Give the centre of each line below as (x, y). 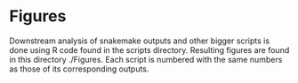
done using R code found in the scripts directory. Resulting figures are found (149, 49)
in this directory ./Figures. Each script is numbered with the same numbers (146, 59)
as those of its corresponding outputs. (79, 69)
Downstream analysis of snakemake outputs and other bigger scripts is (139, 41)
